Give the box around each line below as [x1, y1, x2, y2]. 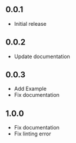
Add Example [14, 85, 47, 93]
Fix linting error [14, 130, 51, 137]
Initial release [14, 20, 47, 27]
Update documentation [14, 53, 70, 60]
